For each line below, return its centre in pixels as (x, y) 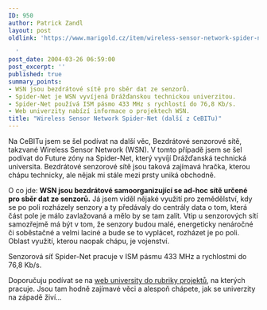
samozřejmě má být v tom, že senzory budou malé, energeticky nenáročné (131, 224)
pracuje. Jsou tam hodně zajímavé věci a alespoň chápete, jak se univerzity (132, 289)
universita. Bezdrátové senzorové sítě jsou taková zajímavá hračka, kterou (129, 167)
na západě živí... (35, 297)
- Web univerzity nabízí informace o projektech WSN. (99, 111)
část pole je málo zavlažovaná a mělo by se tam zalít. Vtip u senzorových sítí (133, 216)
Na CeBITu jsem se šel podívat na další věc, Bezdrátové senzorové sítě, (125, 141)
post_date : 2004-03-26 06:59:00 (62, 60)
